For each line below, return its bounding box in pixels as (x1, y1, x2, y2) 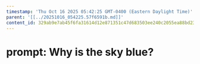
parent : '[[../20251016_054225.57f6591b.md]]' (6, 14, 124, 20)
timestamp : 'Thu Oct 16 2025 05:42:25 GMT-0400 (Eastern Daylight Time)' (6, 8, 193, 15)
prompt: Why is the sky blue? (6, 45, 154, 59)
